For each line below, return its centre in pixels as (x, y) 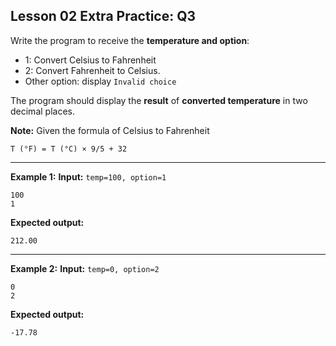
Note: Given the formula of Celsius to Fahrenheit (110, 130)
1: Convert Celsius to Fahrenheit (90, 60)
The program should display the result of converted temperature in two (159, 100)
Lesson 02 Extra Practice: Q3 (103, 16)
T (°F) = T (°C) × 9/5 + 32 (69, 149)
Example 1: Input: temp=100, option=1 (88, 176)
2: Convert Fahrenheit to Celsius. (92, 70)
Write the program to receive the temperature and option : (130, 40)
